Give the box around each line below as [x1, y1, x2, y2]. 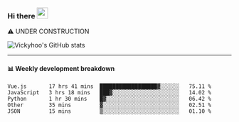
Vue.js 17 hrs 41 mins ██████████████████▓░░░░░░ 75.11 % [7, 82, 212, 90]
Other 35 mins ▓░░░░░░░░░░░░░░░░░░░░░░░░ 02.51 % [7, 101, 212, 109]
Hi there [7, 11, 36, 21]
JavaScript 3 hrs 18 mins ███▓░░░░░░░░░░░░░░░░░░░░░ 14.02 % [7, 89, 212, 96]
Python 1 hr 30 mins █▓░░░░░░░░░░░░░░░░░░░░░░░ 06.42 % [7, 95, 212, 102]
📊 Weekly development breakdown [7, 64, 115, 72]
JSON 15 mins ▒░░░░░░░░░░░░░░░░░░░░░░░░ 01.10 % [7, 107, 212, 115]
